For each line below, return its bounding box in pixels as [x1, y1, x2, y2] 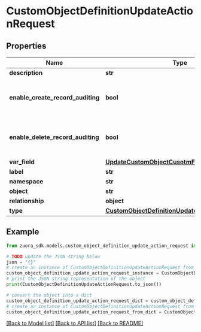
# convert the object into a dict [6, 292, 93, 298]
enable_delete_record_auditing [9, 133, 100, 141]
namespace [9, 177, 44, 185]
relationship [9, 197, 44, 205]
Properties [6, 41, 47, 51]
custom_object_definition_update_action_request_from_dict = [6, 309, 162, 315]
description [9, 69, 43, 77]
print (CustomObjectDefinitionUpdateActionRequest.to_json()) [6, 282, 162, 288]
